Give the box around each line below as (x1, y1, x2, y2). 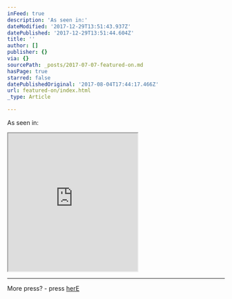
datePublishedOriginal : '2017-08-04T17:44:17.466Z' (7, 81, 159, 88)
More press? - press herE (7, 284, 80, 292)
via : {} (7, 55, 30, 62)
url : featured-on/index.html (7, 87, 91, 94)
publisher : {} (7, 49, 48, 56)
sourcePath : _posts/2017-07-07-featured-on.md (7, 61, 144, 68)
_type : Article (7, 94, 51, 101)
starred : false (7, 74, 51, 81)
